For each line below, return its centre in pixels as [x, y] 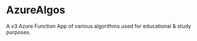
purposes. [19, 32]
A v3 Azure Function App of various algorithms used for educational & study [99, 26]
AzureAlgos [36, 10]
